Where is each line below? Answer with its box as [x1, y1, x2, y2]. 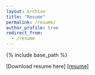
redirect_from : [6, 30, 43, 36]
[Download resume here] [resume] [6, 63, 89, 70]
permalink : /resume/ [6, 19, 57, 25]
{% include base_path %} [6, 52, 68, 58]
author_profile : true [6, 24, 59, 31]
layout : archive [6, 8, 45, 15]
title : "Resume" [6, 14, 45, 20]
